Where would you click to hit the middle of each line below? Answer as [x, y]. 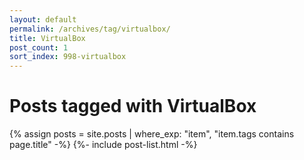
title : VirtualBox [47, 38]
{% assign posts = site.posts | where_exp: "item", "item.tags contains [152, 134]
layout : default [43, 19]
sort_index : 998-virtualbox [68, 57]
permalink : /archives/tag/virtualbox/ [90, 29]
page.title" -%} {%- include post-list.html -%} [103, 145]
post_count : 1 [39, 47]
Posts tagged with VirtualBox [133, 106]
